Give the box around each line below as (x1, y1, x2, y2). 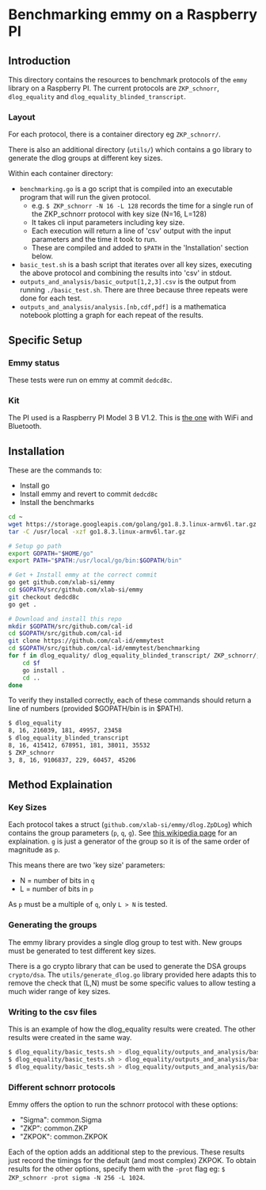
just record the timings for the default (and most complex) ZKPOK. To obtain (8, 1155, 256, 1165)
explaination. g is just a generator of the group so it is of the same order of (8, 836, 250, 846)
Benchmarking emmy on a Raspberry (8, 6, 258, 24)
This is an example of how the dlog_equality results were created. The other (8, 1024, 256, 1034)
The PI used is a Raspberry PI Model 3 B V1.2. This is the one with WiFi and (8, 413, 253, 423)
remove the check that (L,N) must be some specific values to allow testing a (8, 978, 256, 988)
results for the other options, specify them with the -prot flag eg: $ (8, 1164, 226, 1173)
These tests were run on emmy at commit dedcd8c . (8, 375, 173, 385)
